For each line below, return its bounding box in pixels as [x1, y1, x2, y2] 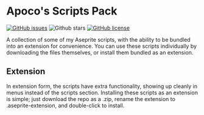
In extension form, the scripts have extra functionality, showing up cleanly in [6, 82, 198, 90]
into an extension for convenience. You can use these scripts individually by [6, 42, 197, 50]
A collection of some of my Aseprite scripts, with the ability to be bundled [6, 36, 191, 43]
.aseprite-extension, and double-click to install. [6, 102, 125, 109]
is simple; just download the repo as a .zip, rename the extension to [6, 95, 175, 102]
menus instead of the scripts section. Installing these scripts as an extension [6, 89, 198, 96]
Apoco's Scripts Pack [6, 4, 118, 18]
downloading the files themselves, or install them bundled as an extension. [6, 48, 194, 56]
